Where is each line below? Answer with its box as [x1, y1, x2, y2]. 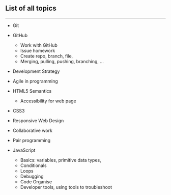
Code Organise [20, 178, 52, 185]
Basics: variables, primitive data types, [20, 157, 102, 163]
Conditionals [20, 162, 47, 169]
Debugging [20, 173, 44, 179]
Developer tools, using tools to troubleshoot [20, 184, 112, 190]
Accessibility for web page [20, 98, 76, 104]
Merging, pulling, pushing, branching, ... [20, 58, 104, 64]
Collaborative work [12, 127, 52, 133]
